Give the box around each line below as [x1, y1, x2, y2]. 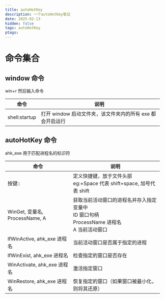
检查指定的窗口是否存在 [73, 252, 128, 259]
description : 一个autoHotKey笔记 [5, 12, 71, 17]
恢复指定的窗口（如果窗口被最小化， [73, 278, 157, 285]
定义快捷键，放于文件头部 [73, 172, 133, 179]
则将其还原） [73, 285, 103, 292]
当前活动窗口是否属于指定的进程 [73, 239, 147, 246]
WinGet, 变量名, [7, 208, 44, 215]
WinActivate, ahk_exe [7, 261, 57, 268]
